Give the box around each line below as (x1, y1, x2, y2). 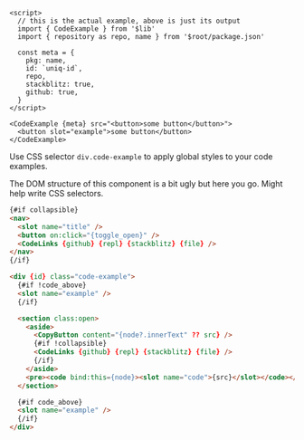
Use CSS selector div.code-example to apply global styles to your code (9, 151, 273, 162)
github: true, (25, 88, 79, 97)
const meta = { (17, 48, 75, 57)
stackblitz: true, (25, 80, 95, 89)
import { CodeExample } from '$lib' (17, 24, 156, 33)
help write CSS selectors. (9, 188, 104, 198)
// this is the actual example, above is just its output (17, 16, 242, 25)
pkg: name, (25, 56, 67, 65)
